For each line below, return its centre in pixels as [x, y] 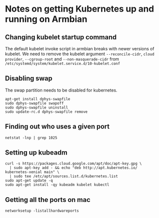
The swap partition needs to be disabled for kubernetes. [61, 90]
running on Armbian [46, 19]
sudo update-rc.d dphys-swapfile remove [47, 112]
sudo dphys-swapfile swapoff [34, 103]
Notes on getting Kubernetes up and [79, 9]
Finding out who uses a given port [57, 127]
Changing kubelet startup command [61, 37]
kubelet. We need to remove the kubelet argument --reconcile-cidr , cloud [80, 54]
